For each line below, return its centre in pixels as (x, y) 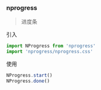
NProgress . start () (29, 76)
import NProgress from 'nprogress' (51, 46)
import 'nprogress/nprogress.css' (50, 52)
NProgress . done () (28, 81)
